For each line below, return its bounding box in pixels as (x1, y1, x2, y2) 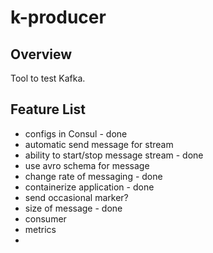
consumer (24, 212, 67, 225)
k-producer (10, 6, 107, 29)
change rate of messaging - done (24, 170, 163, 182)
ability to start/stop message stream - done (24, 149, 204, 161)
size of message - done (24, 202, 123, 214)
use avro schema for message (24, 159, 150, 171)
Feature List (10, 101, 86, 118)
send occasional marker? (24, 191, 129, 203)
